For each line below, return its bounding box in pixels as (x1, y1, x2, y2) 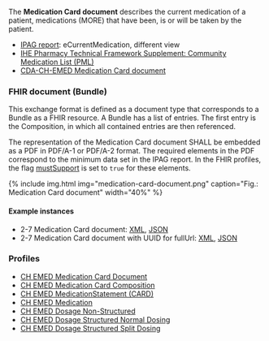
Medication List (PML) (20, 57, 95, 67)
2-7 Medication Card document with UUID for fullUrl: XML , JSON (20, 233, 238, 243)
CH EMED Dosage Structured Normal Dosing (20, 314, 171, 324)
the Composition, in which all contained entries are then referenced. (8, 122, 236, 132)
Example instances (8, 206, 75, 216)
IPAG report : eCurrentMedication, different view (20, 40, 180, 50)
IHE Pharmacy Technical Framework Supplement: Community (20, 49, 227, 58)
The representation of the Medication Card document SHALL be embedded (8, 137, 261, 147)
